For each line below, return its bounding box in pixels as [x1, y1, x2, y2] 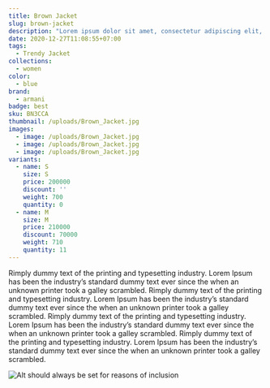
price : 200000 [23, 178, 71, 187]
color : [8, 72, 31, 80]
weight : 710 [23, 239, 63, 247]
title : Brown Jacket [8, 11, 79, 20]
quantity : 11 [23, 246, 67, 254]
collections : [8, 58, 53, 66]
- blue [15, 80, 38, 88]
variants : [8, 155, 42, 163]
